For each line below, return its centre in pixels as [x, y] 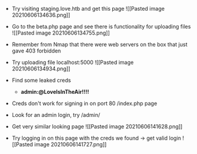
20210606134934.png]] [41, 69]
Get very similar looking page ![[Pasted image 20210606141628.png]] [97, 127]
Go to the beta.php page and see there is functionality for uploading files [101, 27]
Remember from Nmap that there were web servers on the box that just [100, 44]
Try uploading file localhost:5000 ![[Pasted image [73, 62]
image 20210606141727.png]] [70, 144]
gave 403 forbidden [36, 51]
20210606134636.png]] [41, 15]
